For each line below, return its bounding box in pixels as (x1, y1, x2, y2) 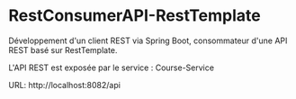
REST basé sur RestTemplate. (8, 44, 118, 55)
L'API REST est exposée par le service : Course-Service (8, 62, 215, 73)
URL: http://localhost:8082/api (8, 79, 121, 90)
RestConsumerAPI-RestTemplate (8, 5, 262, 26)
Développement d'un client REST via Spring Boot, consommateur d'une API (8, 35, 288, 46)
